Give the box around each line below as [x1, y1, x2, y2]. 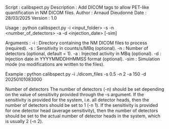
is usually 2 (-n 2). [5, 118, 44, 124]
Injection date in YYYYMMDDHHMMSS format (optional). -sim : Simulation [5, 56, 160, 62]
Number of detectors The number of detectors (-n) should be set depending [5, 86, 164, 92]
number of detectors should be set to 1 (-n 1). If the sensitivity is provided [5, 102, 158, 108]
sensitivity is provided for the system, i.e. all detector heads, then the [5, 97, 149, 103]
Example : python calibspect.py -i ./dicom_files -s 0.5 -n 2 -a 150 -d [5, 71, 147, 77]
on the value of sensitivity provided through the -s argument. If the [5, 92, 144, 97]
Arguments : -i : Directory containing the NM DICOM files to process [5, 40, 148, 46]
